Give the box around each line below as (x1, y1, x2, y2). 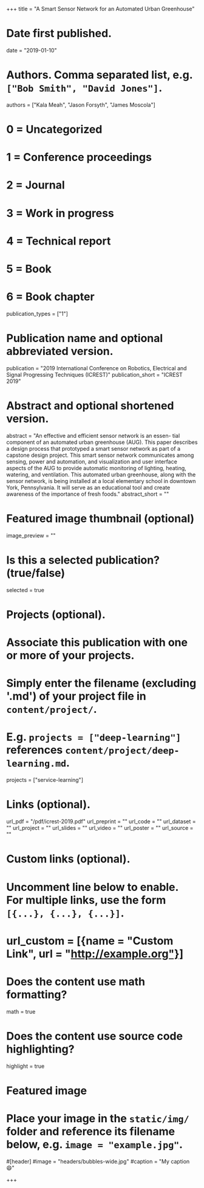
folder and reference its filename (6, 1125, 175, 1138)
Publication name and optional (6, 332, 163, 345)
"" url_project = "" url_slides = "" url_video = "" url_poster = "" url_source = (6, 825, 194, 832)
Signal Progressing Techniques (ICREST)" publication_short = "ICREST (6, 371, 183, 378)
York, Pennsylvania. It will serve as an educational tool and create (6, 484, 171, 491)
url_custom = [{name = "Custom (6, 934, 174, 948)
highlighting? (6, 1042, 75, 1056)
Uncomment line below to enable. (6, 880, 179, 894)
